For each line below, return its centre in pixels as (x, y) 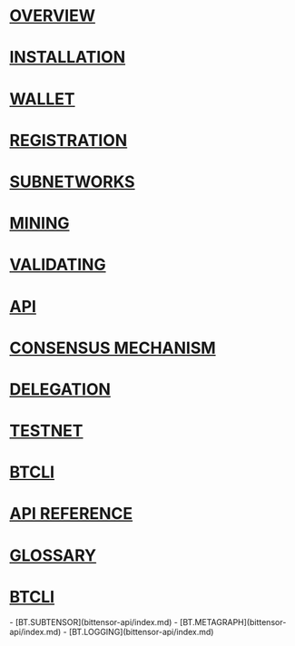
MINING (39, 224)
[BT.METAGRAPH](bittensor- (233, 622)
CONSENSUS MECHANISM (113, 348)
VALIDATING (58, 265)
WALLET (42, 98)
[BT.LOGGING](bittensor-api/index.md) (141, 631)
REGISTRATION (69, 140)
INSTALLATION (67, 58)
